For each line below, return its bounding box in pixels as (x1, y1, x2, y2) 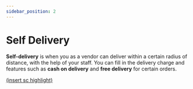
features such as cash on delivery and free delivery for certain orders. (6, 65, 177, 72)
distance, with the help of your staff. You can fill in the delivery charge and (6, 59, 185, 66)
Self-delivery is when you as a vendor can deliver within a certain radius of (6, 53, 188, 60)
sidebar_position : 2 (6, 8, 57, 15)
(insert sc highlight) (6, 76, 53, 83)
